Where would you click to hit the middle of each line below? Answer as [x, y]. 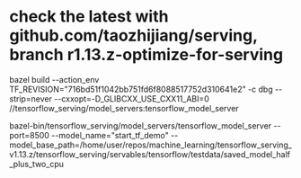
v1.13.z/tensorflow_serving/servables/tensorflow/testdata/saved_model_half [150, 154]
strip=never [31, 98]
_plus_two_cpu [37, 164]
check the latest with [89, 17]
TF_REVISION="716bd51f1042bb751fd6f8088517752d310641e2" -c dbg [141, 89]
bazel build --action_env [54, 79]
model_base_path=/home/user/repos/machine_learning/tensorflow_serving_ [150, 145]
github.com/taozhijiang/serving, [133, 36]
